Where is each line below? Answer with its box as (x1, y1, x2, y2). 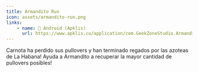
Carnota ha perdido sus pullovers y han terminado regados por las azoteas (6, 47, 188, 54)
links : (6, 19, 23, 25)
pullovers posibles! (6, 60, 52, 67)
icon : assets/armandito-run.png (6, 14, 86, 20)
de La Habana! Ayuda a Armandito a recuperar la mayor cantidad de (6, 53, 172, 60)
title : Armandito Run (6, 8, 60, 15)
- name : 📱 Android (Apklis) (17, 25, 86, 31)
